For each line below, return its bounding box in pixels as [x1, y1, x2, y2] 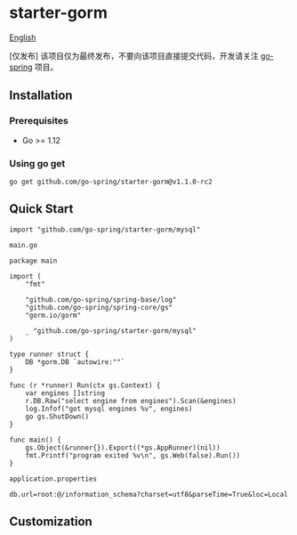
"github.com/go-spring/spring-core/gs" [25, 303, 173, 312]
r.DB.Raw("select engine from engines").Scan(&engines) [25, 396, 237, 405]
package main [9, 256, 58, 265]
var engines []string [25, 388, 105, 398]
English [9, 32, 36, 43]
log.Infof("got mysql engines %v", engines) [25, 404, 193, 413]
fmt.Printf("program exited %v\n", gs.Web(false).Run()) [25, 450, 241, 460]
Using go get [9, 157, 66, 169]
